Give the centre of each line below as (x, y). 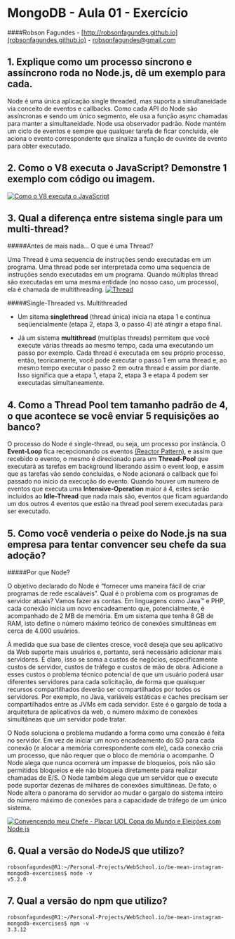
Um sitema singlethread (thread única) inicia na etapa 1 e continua (114, 317)
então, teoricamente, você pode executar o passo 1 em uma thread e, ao (122, 360)
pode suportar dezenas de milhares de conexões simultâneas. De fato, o (112, 785)
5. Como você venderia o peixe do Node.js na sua (117, 533)
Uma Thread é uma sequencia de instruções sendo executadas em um (109, 260)
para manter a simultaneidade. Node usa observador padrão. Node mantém (117, 123)
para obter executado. (39, 146)
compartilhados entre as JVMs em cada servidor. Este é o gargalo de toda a (117, 704)
